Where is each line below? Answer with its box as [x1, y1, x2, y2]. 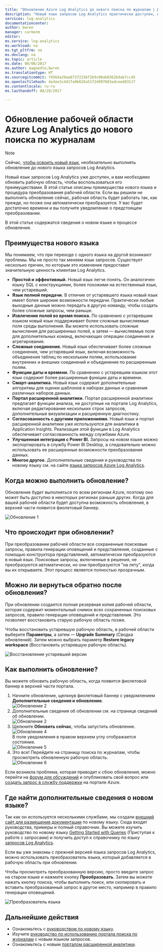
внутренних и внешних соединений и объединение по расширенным [12, 359, 156, 365]
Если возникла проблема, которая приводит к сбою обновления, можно [5, 769, 156, 775]
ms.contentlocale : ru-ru [5, 84, 55, 89]
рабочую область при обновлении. [5, 860, 78, 866]
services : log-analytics [5, 16, 55, 21]
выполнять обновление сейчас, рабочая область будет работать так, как [5, 195, 158, 200]
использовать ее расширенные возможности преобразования [12, 447, 143, 453]
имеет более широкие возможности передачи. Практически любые [12, 297, 154, 303]
